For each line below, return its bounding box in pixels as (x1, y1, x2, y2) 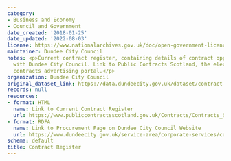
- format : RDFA (7, 118, 51, 125)
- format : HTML (7, 99, 51, 106)
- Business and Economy (7, 16, 76, 23)
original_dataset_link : (7, 80, 76, 87)
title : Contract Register (7, 144, 81, 151)
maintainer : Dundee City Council (7, 49, 103, 55)
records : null (7, 86, 48, 93)
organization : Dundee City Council (7, 73, 109, 81)
